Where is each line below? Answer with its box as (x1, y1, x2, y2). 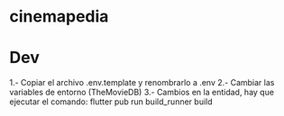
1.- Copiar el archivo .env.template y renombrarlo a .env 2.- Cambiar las (9, 77, 275, 88)
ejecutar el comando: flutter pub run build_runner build (9, 96, 214, 107)
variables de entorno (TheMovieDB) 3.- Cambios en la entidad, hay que (9, 87, 275, 98)
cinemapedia (9, 6, 109, 27)
